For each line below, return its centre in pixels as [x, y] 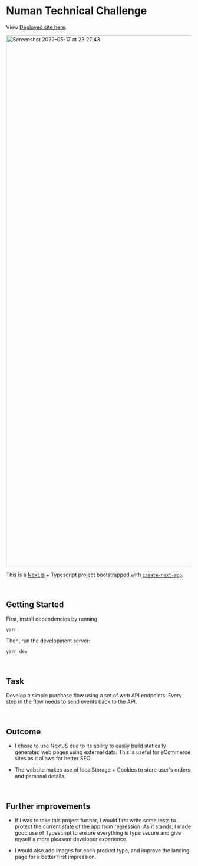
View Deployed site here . [36, 27]
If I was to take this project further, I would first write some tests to [95, 821]
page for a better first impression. [55, 857]
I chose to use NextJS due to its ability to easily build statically [90, 746]
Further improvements [48, 806]
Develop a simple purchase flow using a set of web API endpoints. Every [94, 696]
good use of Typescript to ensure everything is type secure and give [98, 833]
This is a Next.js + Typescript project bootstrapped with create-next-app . [95, 575]
